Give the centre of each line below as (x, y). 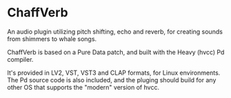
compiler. (20, 59)
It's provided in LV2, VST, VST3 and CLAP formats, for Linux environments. (114, 73)
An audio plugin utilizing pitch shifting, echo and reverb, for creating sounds (115, 32)
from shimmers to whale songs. (52, 38)
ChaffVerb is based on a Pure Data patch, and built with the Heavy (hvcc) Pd (116, 52)
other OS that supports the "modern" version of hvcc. (83, 87)
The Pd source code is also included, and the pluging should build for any (112, 79)
